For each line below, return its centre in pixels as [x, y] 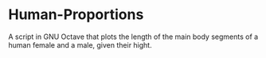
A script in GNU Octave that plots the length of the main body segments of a [133, 37]
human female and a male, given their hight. [80, 44]
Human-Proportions [76, 15]
